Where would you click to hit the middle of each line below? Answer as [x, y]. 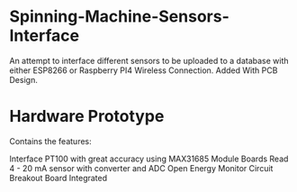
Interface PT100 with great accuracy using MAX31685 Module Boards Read [149, 159]
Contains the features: [50, 141]
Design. [23, 79]
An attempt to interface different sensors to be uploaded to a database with [149, 60]
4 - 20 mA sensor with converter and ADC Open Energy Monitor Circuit [141, 168]
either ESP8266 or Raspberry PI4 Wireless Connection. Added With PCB [144, 70]
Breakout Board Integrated [58, 178]
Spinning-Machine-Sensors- [119, 17]
